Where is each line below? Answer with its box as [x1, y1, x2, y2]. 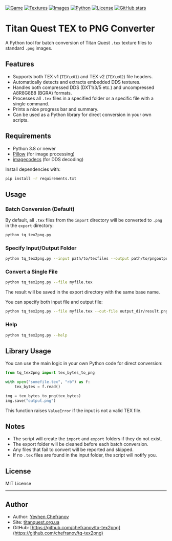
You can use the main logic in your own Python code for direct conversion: [5, 360, 163, 367]
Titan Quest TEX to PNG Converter [5, 23, 155, 34]
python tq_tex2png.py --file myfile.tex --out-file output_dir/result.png [5, 309, 168, 314]
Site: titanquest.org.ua [12, 519, 60, 525]
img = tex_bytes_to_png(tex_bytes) [5, 393, 81, 398]
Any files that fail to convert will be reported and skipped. [12, 446, 134, 453]
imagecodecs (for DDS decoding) [12, 156, 84, 162]
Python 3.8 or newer [12, 145, 56, 151]
